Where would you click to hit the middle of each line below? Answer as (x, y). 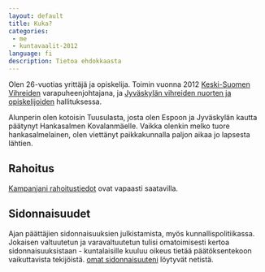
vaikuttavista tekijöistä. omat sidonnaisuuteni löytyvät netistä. (111, 259)
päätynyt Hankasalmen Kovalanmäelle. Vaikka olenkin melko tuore (119, 126)
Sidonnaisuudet (50, 214)
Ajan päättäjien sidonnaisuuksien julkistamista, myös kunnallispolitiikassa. (132, 233)
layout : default (36, 16)
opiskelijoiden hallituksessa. (55, 101)
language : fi (30, 54)
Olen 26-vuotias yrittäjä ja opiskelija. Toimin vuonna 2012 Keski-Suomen (129, 84)
